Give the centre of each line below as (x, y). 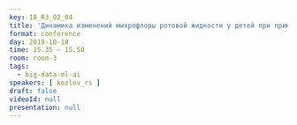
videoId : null (35, 99)
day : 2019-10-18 (39, 42)
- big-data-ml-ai (49, 75)
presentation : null (45, 107)
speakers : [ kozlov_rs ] (55, 83)
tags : (19, 67)
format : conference (45, 33)
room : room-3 (33, 58)
